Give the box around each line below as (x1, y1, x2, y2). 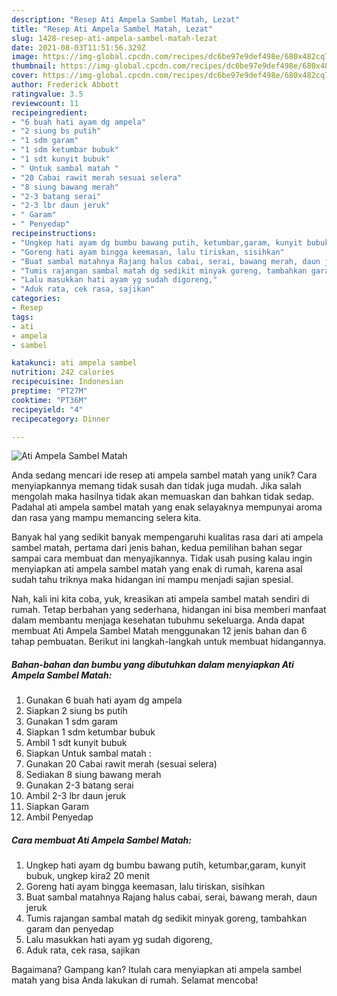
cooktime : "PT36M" (11, 395, 88, 405)
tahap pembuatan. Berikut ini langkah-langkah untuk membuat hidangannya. (11, 636, 327, 648)
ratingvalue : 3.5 (11, 89, 84, 99)
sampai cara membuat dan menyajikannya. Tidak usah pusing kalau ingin (11, 552, 313, 565)
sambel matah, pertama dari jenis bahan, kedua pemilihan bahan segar (11, 542, 303, 554)
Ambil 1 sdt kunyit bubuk (25, 737, 128, 749)
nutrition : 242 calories (11, 367, 115, 378)
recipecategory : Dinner (11, 414, 111, 424)
